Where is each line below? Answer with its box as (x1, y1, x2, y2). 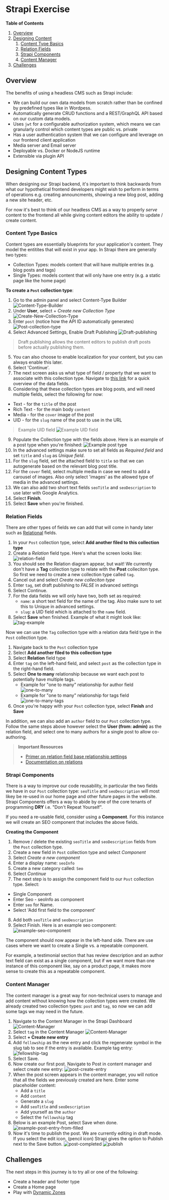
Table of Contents (6, 20, 44, 26)
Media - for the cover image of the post (13, 411, 94, 417)
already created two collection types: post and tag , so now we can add (6, 1003, 152, 1009)
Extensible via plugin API (13, 153, 64, 159)
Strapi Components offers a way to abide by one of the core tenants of (6, 799, 152, 805)
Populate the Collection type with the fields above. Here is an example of (13, 436, 163, 443)
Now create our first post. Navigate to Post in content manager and (13, 1061, 152, 1067)
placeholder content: (13, 1082, 56, 1088)
